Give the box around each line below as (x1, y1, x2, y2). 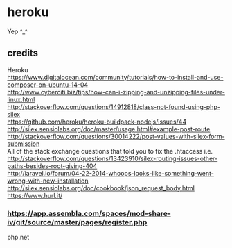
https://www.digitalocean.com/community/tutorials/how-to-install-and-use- (7, 73, 224, 81)
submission (7, 140, 40, 148)
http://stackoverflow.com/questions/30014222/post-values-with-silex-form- (7, 132, 225, 140)
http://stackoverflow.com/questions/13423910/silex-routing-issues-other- (7, 154, 218, 163)
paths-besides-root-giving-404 (7, 161, 98, 170)
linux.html (7, 95, 35, 104)
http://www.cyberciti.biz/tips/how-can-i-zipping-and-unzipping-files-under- (7, 88, 225, 96)
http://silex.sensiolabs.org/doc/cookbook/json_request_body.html (7, 183, 195, 192)
